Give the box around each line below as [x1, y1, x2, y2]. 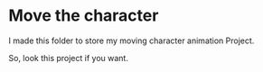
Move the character [8, 5, 159, 26]
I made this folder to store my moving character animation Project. [8, 35, 255, 46]
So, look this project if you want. [8, 52, 128, 63]
